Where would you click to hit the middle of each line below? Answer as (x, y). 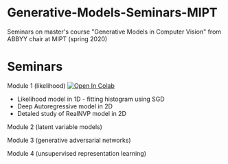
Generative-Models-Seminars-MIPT (112, 13)
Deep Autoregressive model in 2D (65, 106)
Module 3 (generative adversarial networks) (69, 140)
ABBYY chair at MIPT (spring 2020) (57, 38)
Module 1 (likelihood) (36, 85)
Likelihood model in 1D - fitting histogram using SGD (91, 99)
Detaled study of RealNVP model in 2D (72, 113)
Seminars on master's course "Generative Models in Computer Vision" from (114, 32)
